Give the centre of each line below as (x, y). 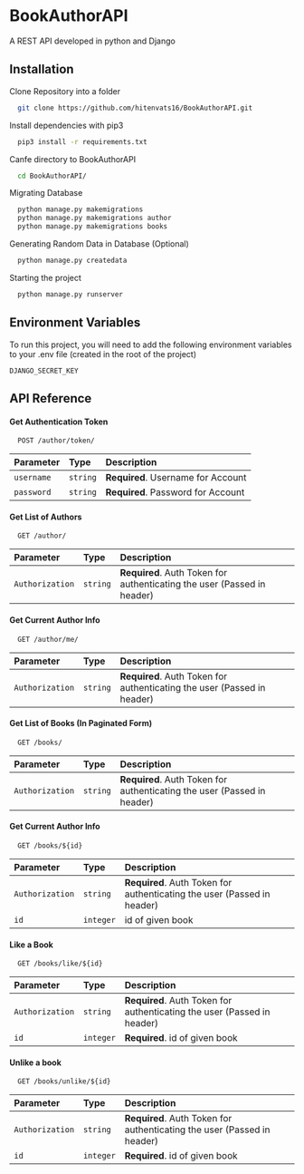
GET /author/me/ (48, 639)
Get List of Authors (46, 517)
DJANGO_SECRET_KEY (44, 371)
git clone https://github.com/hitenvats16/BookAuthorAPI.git (135, 108)
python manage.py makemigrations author (95, 218)
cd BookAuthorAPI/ (52, 176)
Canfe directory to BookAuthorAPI (73, 159)
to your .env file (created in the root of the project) (103, 354)
